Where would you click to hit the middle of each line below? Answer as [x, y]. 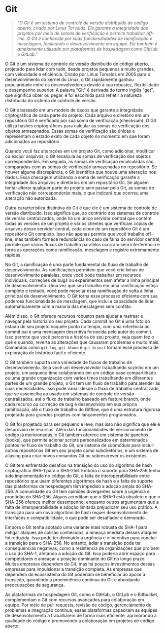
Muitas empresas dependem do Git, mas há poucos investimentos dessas [80, 564]
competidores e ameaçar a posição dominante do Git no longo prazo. [76, 559]
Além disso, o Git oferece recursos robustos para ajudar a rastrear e [74, 316]
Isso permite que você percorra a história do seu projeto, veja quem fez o [80, 337]
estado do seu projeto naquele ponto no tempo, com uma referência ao [78, 326]
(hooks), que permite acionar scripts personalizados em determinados [77, 440]
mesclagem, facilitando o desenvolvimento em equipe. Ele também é [87, 43]
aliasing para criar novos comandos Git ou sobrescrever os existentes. [77, 455]
